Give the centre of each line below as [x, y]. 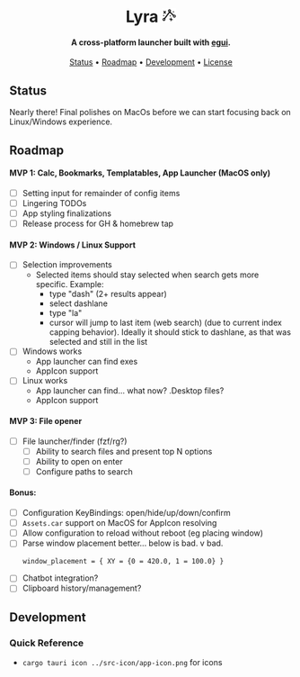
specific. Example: [70, 284]
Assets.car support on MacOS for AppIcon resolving [119, 523]
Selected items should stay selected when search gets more [147, 275]
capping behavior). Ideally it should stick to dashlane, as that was [170, 332]
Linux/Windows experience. [61, 122]
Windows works [52, 351]
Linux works [45, 381]
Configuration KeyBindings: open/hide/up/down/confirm [126, 513]
